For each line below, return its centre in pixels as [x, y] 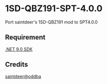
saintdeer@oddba [23, 76]
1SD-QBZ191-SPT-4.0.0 [54, 9]
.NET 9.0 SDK [19, 49]
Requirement [25, 37]
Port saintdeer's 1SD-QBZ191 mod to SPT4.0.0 [52, 22]
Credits [17, 65]
